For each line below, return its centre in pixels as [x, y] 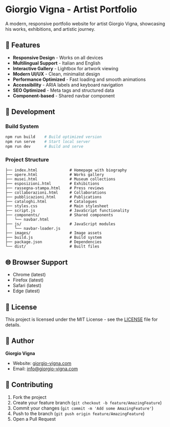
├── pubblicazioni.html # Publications [54, 197]
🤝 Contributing [29, 385]
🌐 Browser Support [37, 262]
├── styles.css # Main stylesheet [57, 206]
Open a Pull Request [34, 419]
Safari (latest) [27, 286]
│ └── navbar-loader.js [33, 229]
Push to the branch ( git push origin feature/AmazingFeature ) [79, 413]
